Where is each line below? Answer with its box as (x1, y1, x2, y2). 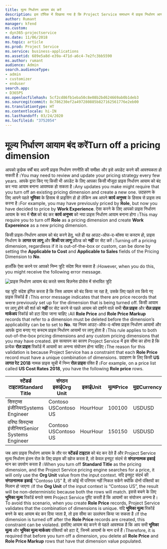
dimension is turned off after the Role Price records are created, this (5, 516, 145, 522)
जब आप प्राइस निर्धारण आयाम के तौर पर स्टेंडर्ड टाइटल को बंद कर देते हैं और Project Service (5, 450, 156, 456)
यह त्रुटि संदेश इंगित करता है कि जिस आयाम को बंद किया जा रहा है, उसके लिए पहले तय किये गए (5, 288, 154, 294)
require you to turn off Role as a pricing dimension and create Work (5, 217, 144, 223)
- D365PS (5, 90, 23, 95)
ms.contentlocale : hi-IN (5, 109, 57, 114)
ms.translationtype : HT (5, 104, 55, 109)
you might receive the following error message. (5, 269, 102, 274)
